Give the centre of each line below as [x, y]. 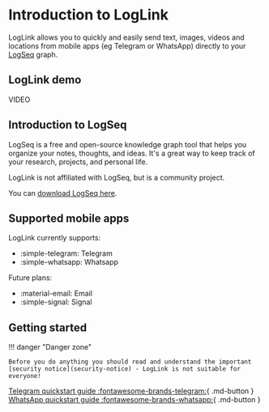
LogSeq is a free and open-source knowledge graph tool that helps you [128, 144]
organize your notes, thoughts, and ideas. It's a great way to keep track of [132, 153]
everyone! [25, 376]
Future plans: [30, 278]
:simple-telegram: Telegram [66, 253]
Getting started [48, 327]
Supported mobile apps [69, 218]
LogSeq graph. [33, 54]
